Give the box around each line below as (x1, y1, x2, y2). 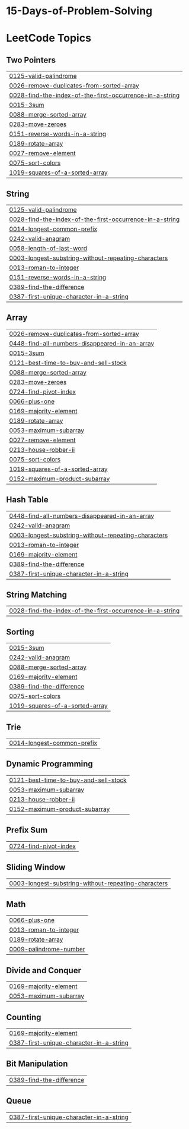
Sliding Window (6, 862, 66, 872)
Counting (6, 1012, 41, 1022)
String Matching (6, 590, 67, 600)
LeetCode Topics (6, 32, 92, 45)
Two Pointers (6, 55, 56, 65)
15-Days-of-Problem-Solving (6, 4, 153, 18)
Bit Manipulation (6, 1059, 68, 1069)
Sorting (6, 627, 34, 637)
